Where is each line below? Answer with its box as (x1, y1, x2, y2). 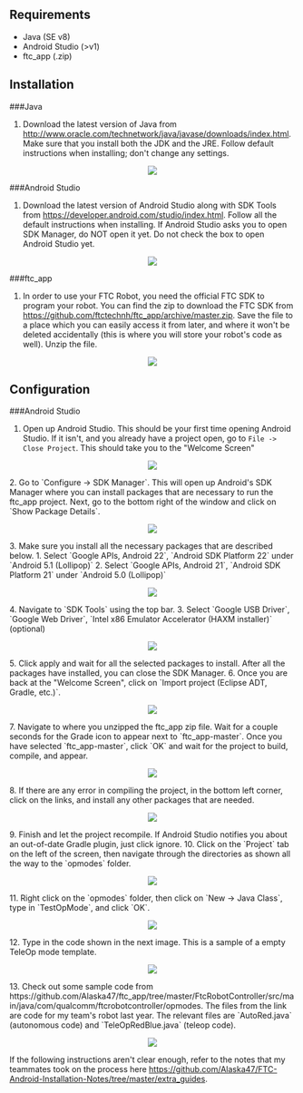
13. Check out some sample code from (9, 981, 154, 992)
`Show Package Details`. (9, 506, 101, 517)
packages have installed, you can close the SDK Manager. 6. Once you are (9, 668, 288, 678)
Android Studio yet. (22, 238, 95, 249)
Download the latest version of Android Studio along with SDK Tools (22, 200, 277, 210)
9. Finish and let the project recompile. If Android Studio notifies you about (9, 829, 288, 840)
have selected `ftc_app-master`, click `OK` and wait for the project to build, (9, 741, 288, 752)
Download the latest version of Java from (22, 118, 177, 130)
